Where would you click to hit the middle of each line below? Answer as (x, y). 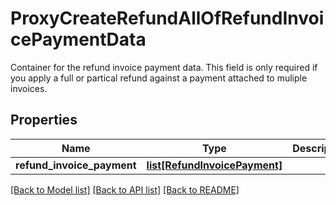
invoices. (29, 88)
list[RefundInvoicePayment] (214, 165)
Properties (44, 120)
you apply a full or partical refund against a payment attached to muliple (159, 78)
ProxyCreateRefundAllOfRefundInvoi (167, 18)
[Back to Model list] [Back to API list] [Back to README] (125, 189)
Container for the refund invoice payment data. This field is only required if (164, 67)
